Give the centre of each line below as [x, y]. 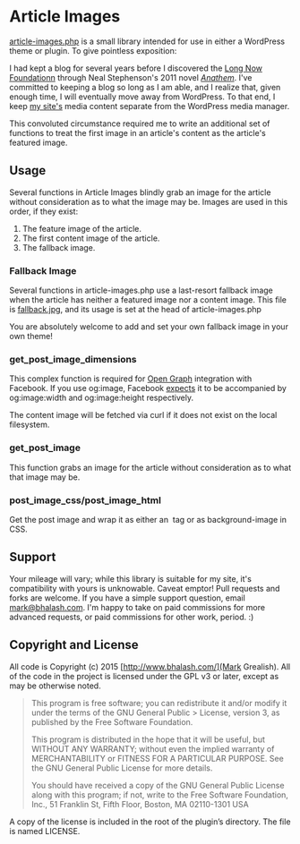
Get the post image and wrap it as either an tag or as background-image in [148, 519]
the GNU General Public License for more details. [122, 768]
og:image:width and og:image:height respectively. [102, 398]
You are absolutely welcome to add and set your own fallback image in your [149, 327]
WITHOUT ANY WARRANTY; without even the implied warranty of [153, 748]
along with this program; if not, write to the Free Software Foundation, [160, 795]
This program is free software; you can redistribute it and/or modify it [159, 703]
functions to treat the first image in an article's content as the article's [137, 132]
